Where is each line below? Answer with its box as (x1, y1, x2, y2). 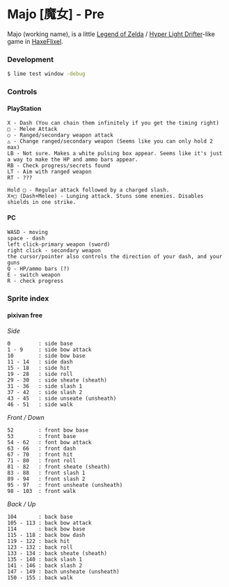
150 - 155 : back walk (7, 574, 73, 581)
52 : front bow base (7, 426, 89, 434)
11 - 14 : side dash (7, 358, 73, 366)
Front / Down (7, 413, 45, 421)
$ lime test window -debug (7, 70, 86, 77)
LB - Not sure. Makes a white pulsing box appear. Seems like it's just (7, 150, 223, 157)
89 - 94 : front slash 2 (7, 475, 86, 483)
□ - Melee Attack (7, 126, 58, 133)
